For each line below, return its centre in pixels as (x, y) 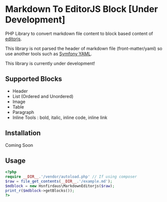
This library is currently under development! (50, 63)
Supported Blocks (34, 79)
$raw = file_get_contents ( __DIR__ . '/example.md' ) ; (59, 182)
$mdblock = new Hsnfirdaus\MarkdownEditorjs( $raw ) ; (60, 186)
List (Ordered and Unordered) (43, 96)
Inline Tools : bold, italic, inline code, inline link (60, 117)
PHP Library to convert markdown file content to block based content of (79, 33)
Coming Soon (19, 145)
